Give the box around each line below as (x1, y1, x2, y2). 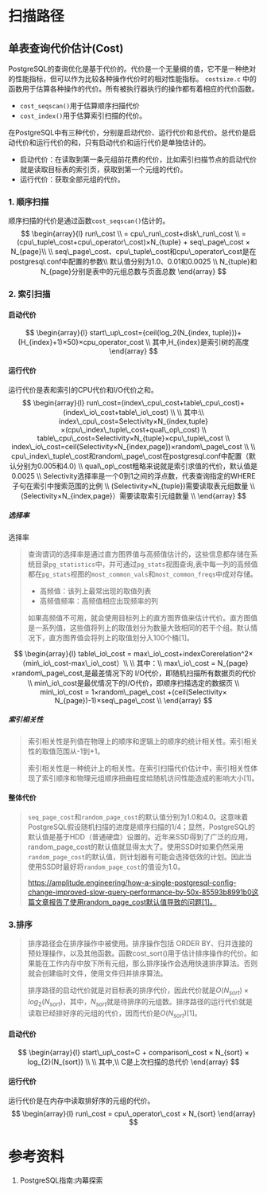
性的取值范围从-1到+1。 (27, 746, 105, 756)
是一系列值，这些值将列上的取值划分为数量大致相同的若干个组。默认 (27, 623, 251, 632)
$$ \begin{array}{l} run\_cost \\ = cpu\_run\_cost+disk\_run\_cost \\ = (21, 229, 246, 239)
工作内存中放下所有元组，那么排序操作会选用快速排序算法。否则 (48, 959, 258, 968)
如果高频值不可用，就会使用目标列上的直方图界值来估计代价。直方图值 (27, 612, 258, 622)
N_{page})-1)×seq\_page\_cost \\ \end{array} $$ (54, 695, 213, 705)
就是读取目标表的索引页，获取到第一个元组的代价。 (19, 165, 188, 174)
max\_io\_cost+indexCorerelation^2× (133, 648, 253, 658)
